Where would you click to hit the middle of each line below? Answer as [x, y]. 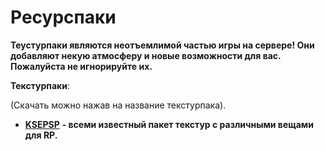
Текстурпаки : [40, 85]
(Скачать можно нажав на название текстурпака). [118, 105]
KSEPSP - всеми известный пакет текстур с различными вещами [169, 124]
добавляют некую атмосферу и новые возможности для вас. [146, 55]
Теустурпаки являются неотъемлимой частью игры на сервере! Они [162, 45]
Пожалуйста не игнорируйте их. [81, 66]
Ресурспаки [63, 17]
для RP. [41, 135]
